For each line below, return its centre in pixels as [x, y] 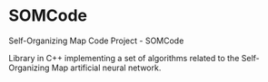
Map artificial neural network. [106, 68]
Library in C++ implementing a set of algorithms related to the [124, 58]
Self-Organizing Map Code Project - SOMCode [96, 41]
